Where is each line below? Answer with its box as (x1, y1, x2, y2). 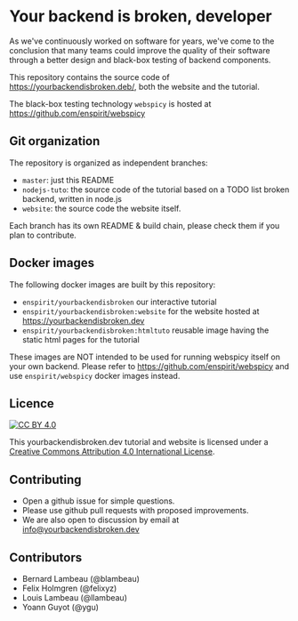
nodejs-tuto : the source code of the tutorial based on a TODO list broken (21, 184, 290, 195)
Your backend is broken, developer (9, 6, 273, 27)
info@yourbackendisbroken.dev (21, 524, 140, 535)
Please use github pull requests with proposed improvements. (21, 505, 249, 516)
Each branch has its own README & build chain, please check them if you (9, 220, 280, 230)
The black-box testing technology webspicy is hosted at (9, 98, 212, 109)
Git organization (9, 133, 101, 149)
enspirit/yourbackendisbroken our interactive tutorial (21, 296, 217, 307)
